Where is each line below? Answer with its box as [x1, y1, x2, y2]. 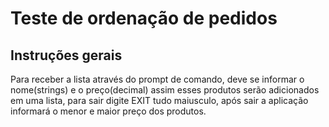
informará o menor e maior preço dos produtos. [10, 105, 207, 117]
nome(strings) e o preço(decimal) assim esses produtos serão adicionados [10, 84, 320, 96]
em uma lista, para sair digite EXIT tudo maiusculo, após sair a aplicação [10, 95, 309, 106]
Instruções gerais [10, 47, 123, 64]
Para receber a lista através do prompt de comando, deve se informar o [10, 73, 305, 85]
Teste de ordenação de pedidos [10, 7, 278, 30]
